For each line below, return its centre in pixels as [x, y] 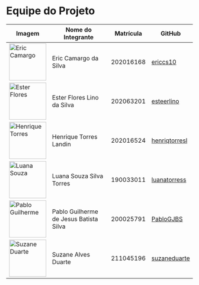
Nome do [78, 30]
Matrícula [128, 33]
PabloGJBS [167, 219]
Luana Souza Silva [78, 176]
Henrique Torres [75, 136]
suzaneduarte [171, 258]
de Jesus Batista [75, 219]
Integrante [78, 37]
